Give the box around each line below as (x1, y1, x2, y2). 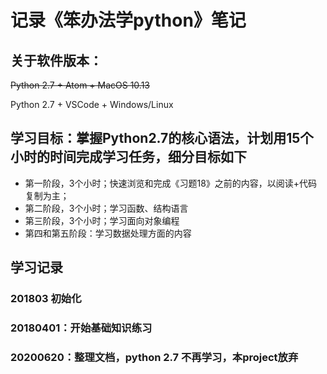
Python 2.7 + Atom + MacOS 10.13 (10, 79, 151, 91)
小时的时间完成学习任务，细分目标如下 (10, 149, 247, 166)
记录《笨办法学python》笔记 (10, 9, 247, 32)
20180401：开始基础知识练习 (10, 321, 153, 335)
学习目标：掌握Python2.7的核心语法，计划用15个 (10, 130, 314, 147)
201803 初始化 (10, 292, 82, 306)
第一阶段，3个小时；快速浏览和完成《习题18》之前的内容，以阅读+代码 (24, 177, 318, 189)
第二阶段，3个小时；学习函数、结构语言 (24, 202, 189, 214)
